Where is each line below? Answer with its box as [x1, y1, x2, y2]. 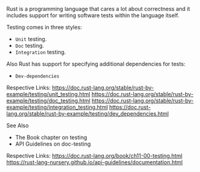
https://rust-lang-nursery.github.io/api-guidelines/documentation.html [6, 159, 183, 166]
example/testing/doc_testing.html [6, 97, 91, 104]
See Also [6, 122, 29, 129]
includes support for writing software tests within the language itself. [6, 12, 179, 19]
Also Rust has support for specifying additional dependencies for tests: [6, 61, 185, 67]
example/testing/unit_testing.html [6, 91, 91, 97]
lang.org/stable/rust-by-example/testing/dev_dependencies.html [6, 110, 169, 117]
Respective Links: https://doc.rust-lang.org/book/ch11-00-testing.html [6, 152, 182, 159]
